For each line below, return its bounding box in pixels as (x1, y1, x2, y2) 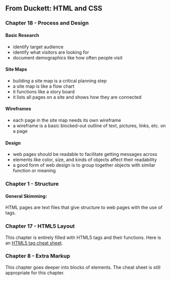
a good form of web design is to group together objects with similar (12, 162, 156, 168)
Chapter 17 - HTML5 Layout (5, 223, 75, 230)
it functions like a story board (12, 88, 75, 94)
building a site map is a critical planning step (12, 77, 107, 84)
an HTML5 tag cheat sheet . (5, 239, 63, 246)
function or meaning (12, 168, 56, 174)
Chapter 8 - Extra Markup (5, 252, 70, 259)
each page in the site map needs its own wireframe (12, 117, 122, 123)
